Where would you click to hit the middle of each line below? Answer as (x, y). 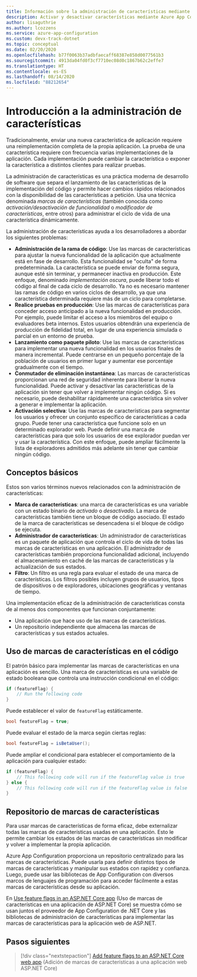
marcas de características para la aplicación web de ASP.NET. (81, 923)
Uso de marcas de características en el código (92, 651)
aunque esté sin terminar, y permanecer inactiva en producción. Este (98, 274)
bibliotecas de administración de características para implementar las (90, 917)
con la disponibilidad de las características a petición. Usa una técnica (91, 195)
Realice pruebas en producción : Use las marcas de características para (102, 305)
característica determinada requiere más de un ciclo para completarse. (100, 298)
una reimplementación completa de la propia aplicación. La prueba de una (96, 146)
